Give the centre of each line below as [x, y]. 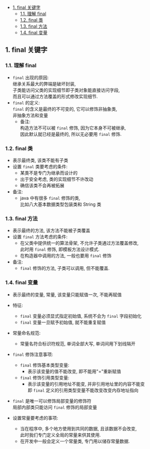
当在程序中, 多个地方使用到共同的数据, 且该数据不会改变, [78, 428]
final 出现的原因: [30, 78]
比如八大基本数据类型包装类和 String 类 [61, 204]
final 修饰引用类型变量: [45, 378]
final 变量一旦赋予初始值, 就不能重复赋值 [63, 322]
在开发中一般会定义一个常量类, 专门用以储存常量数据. [75, 441]
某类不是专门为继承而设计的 [49, 173]
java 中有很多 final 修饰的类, [50, 198]
